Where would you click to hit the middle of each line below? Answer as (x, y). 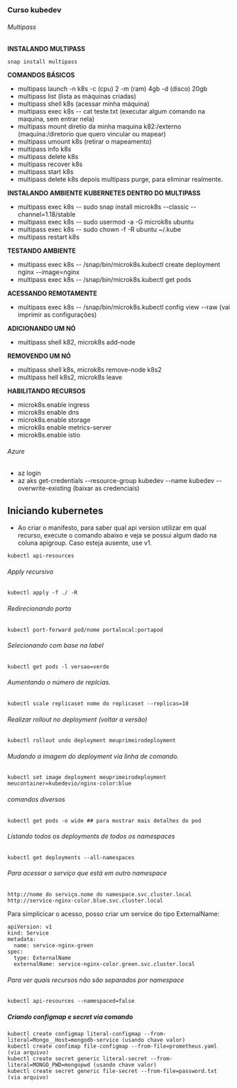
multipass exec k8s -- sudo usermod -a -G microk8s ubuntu (106, 222)
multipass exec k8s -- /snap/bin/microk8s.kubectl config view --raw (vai (124, 308)
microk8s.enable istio (49, 435)
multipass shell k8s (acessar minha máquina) (83, 104)
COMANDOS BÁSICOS (41, 75)
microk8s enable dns (48, 413)
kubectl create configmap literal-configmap (74, 1034)
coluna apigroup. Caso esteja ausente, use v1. (85, 543)
